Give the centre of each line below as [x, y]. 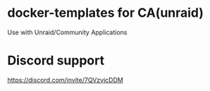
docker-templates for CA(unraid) [106, 13]
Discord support [56, 61]
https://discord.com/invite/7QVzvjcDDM [65, 80]
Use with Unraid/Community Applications [67, 32]
